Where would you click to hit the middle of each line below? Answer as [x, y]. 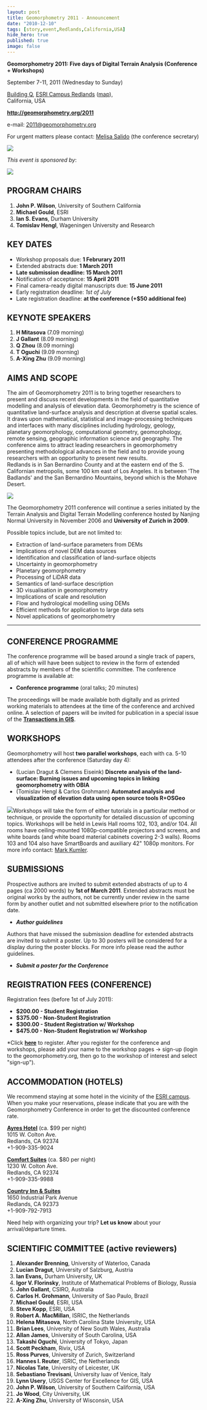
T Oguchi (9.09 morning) [47, 352]
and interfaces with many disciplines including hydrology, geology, [91, 425]
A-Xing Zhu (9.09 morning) [50, 359]
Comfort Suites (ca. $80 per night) [51, 1160]
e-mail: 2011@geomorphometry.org [52, 124]
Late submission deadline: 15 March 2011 [69, 272]
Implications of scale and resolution [61, 597]
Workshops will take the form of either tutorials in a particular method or [104, 810]
